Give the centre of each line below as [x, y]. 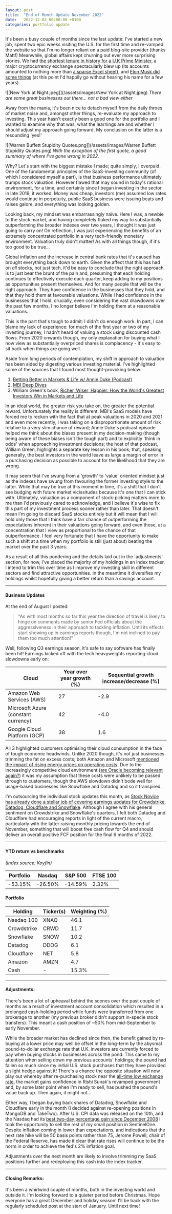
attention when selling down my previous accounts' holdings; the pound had [86, 1060]
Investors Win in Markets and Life [48, 396]
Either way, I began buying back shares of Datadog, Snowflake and [76, 1103]
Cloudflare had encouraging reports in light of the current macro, [74, 818]
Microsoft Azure [27, 708]
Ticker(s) [54, 911]
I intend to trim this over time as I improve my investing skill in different [80, 567]
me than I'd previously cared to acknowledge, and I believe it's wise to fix [83, 503]
